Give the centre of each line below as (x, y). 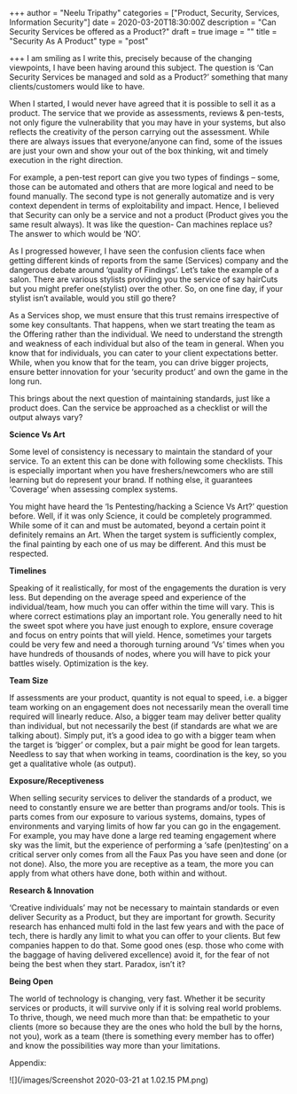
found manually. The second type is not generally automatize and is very (142, 196)
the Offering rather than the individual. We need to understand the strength (146, 334)
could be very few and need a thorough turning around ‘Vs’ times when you (147, 645)
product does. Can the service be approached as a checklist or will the (138, 408)
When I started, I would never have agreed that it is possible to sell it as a (143, 104)
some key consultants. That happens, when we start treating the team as (142, 324)
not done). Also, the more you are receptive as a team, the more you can (141, 864)
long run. (26, 381)
